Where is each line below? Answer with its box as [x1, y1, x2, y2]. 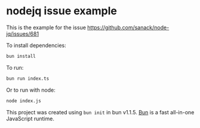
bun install [6, 53, 36, 59]
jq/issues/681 [6, 30, 39, 37]
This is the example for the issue [6, 24, 87, 31]
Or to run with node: [6, 86, 56, 93]
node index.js [6, 98, 42, 104]
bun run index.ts [6, 76, 50, 82]
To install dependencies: [6, 42, 67, 49]
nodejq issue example [6, 4, 118, 18]
